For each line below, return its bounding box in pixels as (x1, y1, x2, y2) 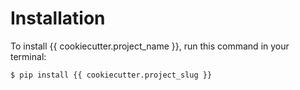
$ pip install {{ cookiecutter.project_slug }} (10, 70, 213, 80)
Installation (10, 7, 106, 30)
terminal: (10, 50, 47, 62)
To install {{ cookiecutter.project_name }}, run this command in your (10, 40, 290, 52)
